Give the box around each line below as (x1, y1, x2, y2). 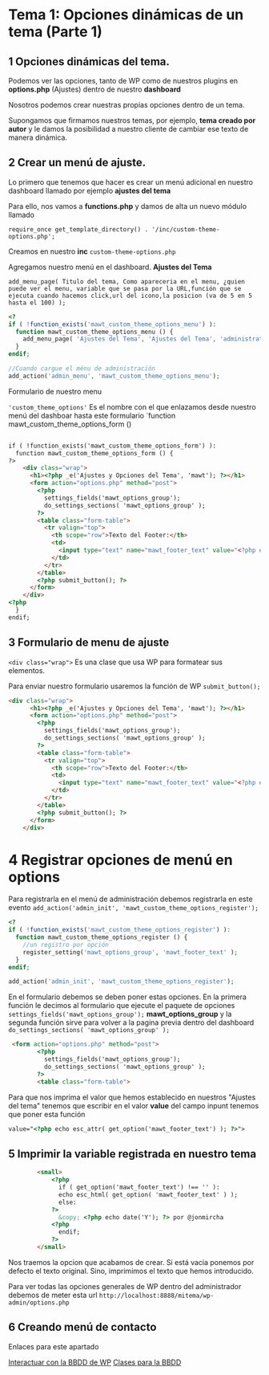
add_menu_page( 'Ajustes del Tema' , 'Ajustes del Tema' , (22, 335, 217, 343)
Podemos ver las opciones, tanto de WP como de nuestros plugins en (8, 76, 239, 85)
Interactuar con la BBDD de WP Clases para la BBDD (8, 1357, 182, 1367)
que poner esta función (8, 1109, 86, 1119)
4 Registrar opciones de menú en (8, 851, 234, 869)
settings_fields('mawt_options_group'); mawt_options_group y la (8, 1010, 232, 1019)
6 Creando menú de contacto (8, 1320, 157, 1334)
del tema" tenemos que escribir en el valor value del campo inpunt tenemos (8, 1100, 259, 1110)
